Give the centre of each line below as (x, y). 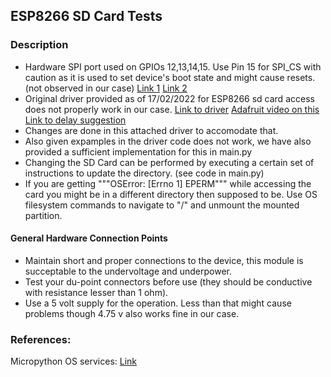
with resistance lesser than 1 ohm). (96, 292)
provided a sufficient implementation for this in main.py (138, 151)
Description (39, 45)
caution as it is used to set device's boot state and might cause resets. (170, 77)
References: (41, 339)
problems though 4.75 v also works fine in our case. (132, 313)
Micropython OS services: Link (74, 361)
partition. (43, 215)
